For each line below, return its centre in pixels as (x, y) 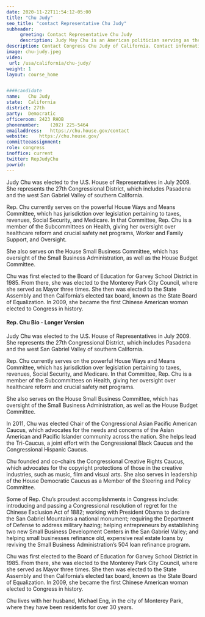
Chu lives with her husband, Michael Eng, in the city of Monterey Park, (95, 601)
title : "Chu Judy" (30, 18)
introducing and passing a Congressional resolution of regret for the (92, 505)
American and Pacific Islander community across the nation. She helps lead (101, 436)
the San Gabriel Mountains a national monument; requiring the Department (100, 518)
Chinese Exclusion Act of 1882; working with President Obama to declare (98, 512)
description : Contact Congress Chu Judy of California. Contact (90, 46)
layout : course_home (33, 75)
